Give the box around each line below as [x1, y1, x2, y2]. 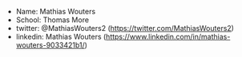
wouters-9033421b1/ [15, 40, 86, 50]
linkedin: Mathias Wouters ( [15, 32, 107, 41]
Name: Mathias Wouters [15, 7, 96, 16]
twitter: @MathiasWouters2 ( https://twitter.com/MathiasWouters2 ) [15, 24, 235, 32]
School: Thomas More [15, 15, 90, 25]
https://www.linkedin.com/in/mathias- [105, 32, 231, 41]
